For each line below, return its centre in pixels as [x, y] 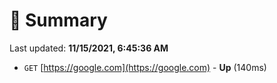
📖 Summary [58, 20]
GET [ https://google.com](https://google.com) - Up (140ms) [145, 67]
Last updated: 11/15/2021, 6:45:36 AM [89, 48]
